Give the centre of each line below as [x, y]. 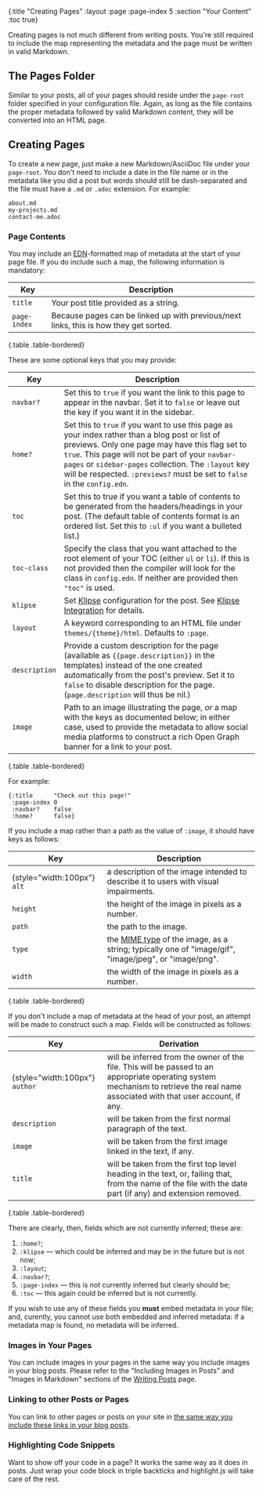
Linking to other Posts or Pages [68, 1400]
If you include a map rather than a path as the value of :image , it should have [131, 830]
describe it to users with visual [163, 881]
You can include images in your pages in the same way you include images [129, 1362]
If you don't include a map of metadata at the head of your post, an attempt [130, 1016]
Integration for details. [104, 610]
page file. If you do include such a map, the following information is [117, 261]
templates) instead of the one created [133, 665]
